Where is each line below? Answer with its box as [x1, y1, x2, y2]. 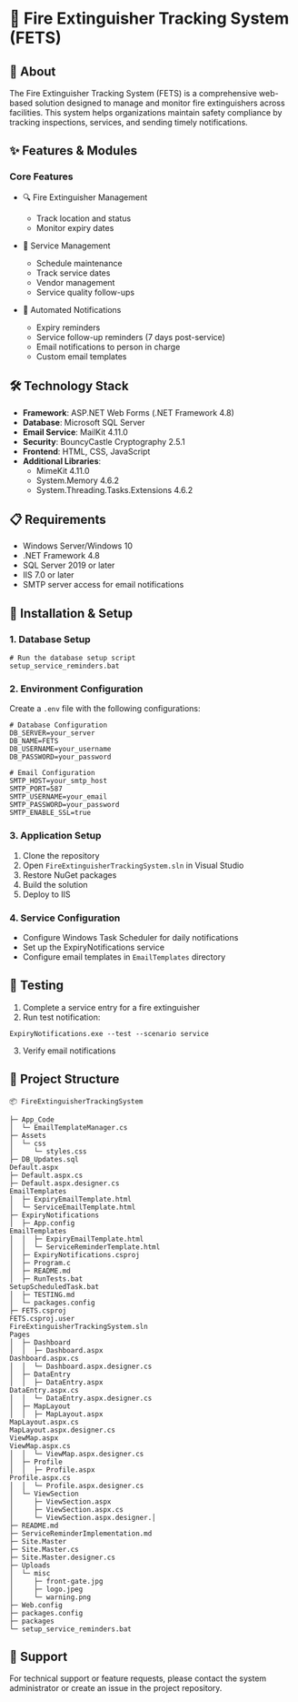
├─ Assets [9, 1131, 47, 1140]
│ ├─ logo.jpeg [9, 1585, 84, 1594]
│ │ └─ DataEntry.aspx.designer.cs [9, 1394, 153, 1403]
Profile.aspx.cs [9, 1473, 71, 1482]
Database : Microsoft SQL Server [22, 417, 145, 428]
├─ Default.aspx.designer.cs [9, 1178, 120, 1188]
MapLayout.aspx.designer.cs [9, 1425, 116, 1435]
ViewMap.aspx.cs [9, 1441, 71, 1450]
